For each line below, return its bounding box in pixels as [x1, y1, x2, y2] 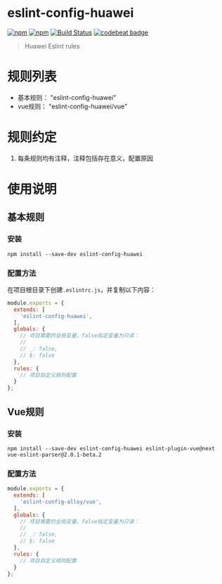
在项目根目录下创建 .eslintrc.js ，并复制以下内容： [7, 285, 156, 293]
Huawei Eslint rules [24, 42, 80, 50]
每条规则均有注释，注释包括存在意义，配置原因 [17, 153, 153, 163]
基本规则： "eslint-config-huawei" [17, 93, 117, 101]
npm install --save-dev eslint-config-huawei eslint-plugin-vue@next [7, 445, 216, 452]
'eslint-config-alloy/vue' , [20, 498, 102, 505]
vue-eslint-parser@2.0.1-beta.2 [7, 451, 102, 458]
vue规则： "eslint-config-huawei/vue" [17, 102, 128, 110]
